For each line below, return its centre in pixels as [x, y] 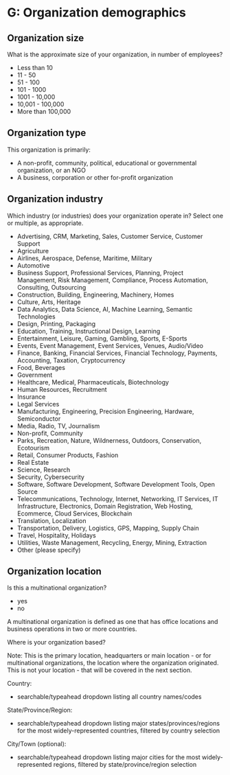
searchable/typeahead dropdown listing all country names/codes [109, 697]
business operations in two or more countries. [72, 629]
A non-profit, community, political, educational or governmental [107, 163]
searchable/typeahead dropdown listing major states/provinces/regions [118, 724]
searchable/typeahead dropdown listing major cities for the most [108, 757]
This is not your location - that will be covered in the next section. [100, 670]
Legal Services [38, 404]
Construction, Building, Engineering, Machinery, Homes [95, 294]
